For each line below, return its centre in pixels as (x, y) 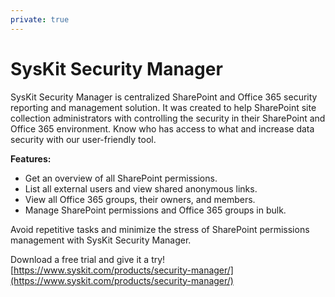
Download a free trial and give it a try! (88, 259)
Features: (31, 158)
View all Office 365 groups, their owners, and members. (140, 199)
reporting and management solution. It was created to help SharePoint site (163, 107)
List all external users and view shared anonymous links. (141, 188)
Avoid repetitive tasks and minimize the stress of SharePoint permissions (160, 229)
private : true (40, 19)
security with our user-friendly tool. (83, 139)
